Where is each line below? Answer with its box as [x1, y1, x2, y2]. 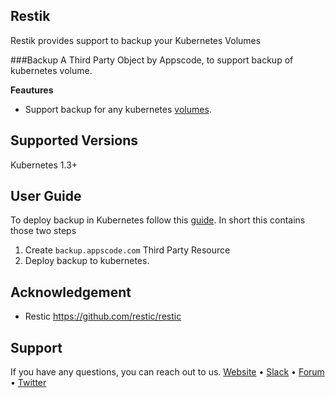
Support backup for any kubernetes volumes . [24, 103, 212, 115]
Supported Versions [10, 132, 138, 149]
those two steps [10, 225, 77, 237]
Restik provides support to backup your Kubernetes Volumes [10, 34, 262, 46]
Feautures [10, 84, 54, 96]
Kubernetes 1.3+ [10, 159, 78, 171]
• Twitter [10, 377, 47, 389]
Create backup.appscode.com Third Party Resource [24, 244, 231, 256]
